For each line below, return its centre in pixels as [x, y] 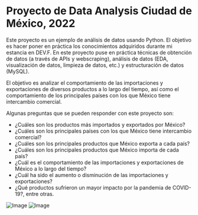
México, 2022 [41, 23]
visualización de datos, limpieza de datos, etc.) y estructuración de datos [95, 65]
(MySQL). [18, 71]
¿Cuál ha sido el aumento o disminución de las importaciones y [91, 175]
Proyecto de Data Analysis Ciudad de [99, 11]
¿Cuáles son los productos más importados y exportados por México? [100, 124]
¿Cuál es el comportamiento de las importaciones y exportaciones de [99, 162]
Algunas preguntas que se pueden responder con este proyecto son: [90, 113]
